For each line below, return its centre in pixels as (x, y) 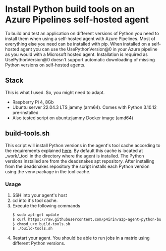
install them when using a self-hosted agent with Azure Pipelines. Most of (80, 39)
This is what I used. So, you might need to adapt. (55, 92)
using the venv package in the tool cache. (48, 171)
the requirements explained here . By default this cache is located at (74, 151)
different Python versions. (39, 243)
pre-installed (25, 112)
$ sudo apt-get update (36, 215)
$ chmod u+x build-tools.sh (41, 224)
